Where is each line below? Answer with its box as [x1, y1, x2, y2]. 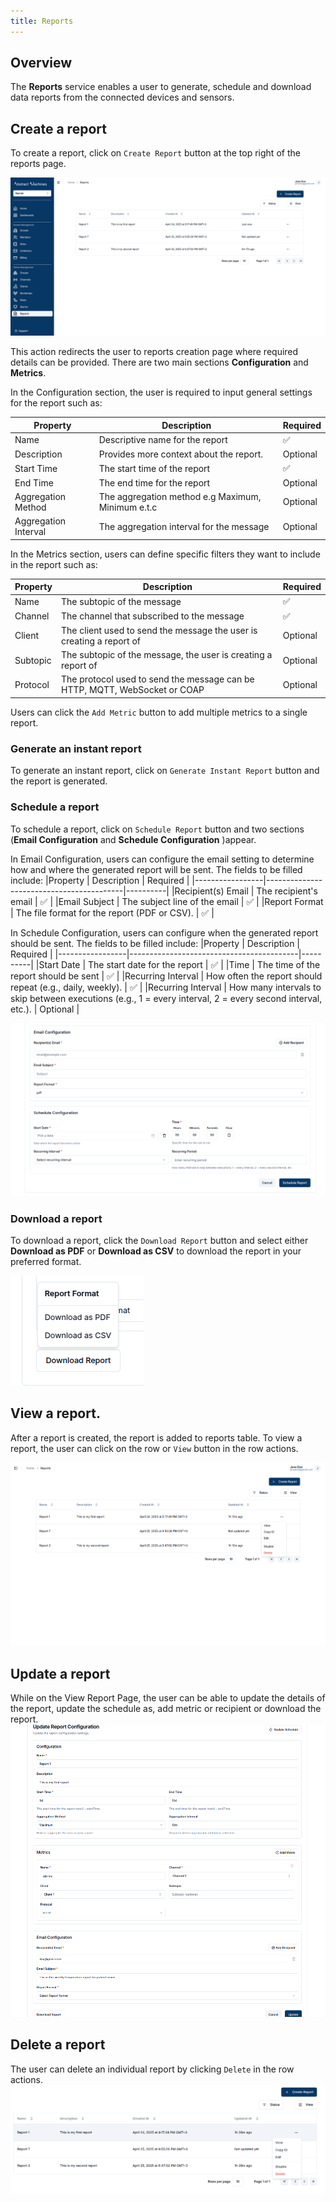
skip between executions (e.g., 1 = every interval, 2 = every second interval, [10, 992, 323, 1004]
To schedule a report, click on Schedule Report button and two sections [10, 823, 305, 835]
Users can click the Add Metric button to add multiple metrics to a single [10, 706, 308, 718]
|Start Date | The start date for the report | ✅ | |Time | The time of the [35, 958, 321, 970]
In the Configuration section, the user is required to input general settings [10, 386, 313, 399]
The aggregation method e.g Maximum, [98, 490, 262, 502]
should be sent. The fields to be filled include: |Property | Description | [10, 937, 300, 949]
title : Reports [10, 16, 74, 26]
